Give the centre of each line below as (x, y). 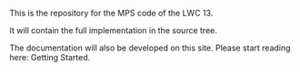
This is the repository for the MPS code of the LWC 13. (111, 13)
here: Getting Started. (50, 57)
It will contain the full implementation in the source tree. (114, 30)
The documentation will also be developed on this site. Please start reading (150, 48)
